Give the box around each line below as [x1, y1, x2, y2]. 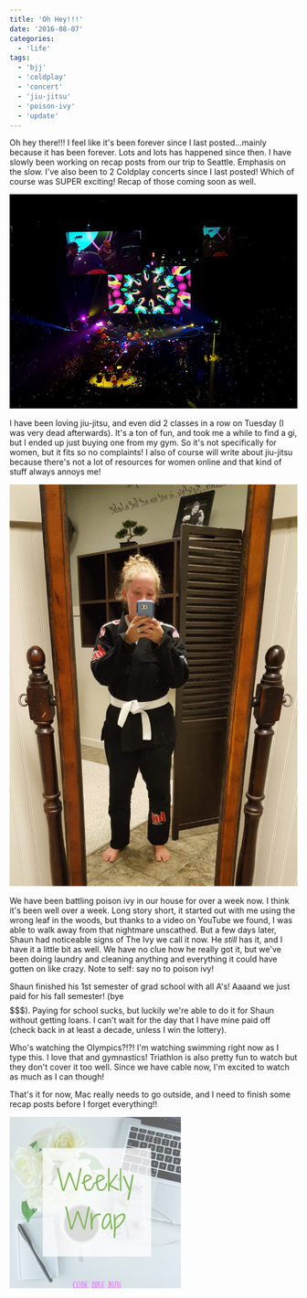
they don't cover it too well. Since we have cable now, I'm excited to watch [9, 1061, 290, 1072]
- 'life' [17, 44, 51, 53]
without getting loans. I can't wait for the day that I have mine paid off [9, 1015, 271, 1026]
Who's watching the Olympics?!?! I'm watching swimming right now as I [9, 1042, 280, 1053]
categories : [9, 34, 55, 43]
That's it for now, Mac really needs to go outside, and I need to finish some [9, 1089, 291, 1100]
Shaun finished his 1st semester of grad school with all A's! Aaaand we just [9, 981, 291, 992]
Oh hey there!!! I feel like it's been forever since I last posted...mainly [9, 137, 267, 148]
